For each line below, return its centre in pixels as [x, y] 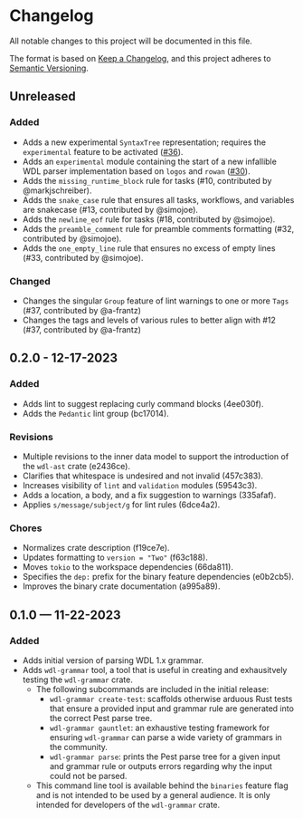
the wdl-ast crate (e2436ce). [76, 466]
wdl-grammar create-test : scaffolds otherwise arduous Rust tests [171, 699]
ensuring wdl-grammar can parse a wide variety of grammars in [166, 737]
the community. [79, 747]
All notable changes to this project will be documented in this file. [131, 41]
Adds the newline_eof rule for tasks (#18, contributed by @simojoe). [149, 219]
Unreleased [43, 96]
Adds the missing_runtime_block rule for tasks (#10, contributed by [147, 180]
